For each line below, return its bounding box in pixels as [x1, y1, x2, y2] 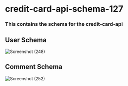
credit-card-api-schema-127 [5, 3, 124, 15]
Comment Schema [5, 63, 63, 71]
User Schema [5, 35, 47, 44]
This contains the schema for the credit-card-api [5, 21, 123, 28]
